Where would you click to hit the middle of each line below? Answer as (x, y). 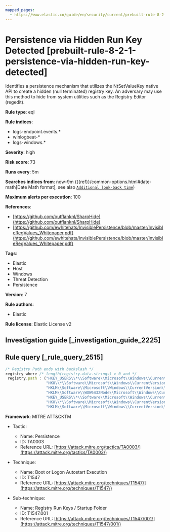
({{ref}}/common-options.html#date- (113, 182)
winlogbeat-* (26, 137)
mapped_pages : (20, 10)
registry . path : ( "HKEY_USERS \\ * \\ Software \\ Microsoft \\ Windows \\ (79, 378)
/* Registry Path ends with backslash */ (50, 369)
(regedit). (15, 102)
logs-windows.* (29, 143)
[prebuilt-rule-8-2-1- (91, 50)
